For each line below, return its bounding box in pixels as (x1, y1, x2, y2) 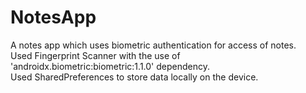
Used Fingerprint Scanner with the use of (10, 49, 181, 61)
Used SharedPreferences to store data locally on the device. (10, 71, 259, 83)
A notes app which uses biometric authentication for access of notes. (10, 39, 297, 51)
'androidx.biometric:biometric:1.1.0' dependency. (10, 60, 210, 72)
